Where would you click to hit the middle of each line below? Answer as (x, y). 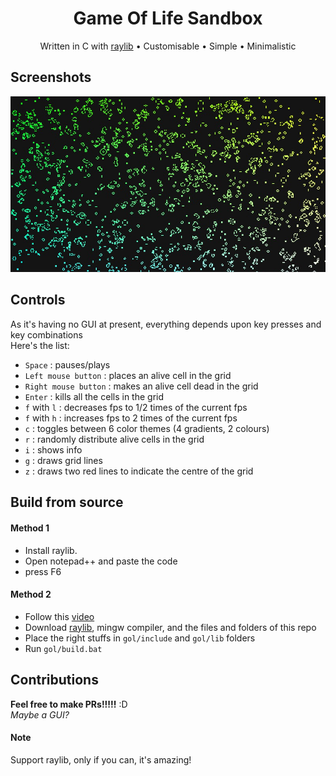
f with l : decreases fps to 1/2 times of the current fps (136, 407)
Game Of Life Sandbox (168, 18)
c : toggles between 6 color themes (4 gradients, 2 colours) (147, 428)
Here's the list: (40, 345)
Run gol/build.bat (63, 648)
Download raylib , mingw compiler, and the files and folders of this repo (170, 627)
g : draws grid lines (63, 460)
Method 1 (30, 528)
